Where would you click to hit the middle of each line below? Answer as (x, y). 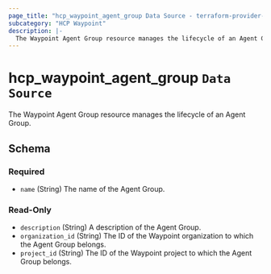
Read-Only (30, 210)
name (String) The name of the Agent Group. (92, 189)
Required (27, 172)
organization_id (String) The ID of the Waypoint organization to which (137, 236)
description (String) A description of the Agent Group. (110, 227)
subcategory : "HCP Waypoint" (57, 23)
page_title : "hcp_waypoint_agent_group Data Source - (101, 16)
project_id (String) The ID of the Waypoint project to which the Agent (136, 253)
